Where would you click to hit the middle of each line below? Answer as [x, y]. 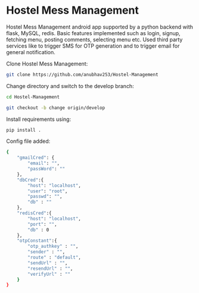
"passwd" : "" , [45, 197]
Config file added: [28, 141]
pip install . [24, 130]
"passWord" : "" [46, 169]
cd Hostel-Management [33, 97]
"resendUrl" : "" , [50, 269]
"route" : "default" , [55, 258]
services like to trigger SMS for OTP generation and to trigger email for [93, 46]
